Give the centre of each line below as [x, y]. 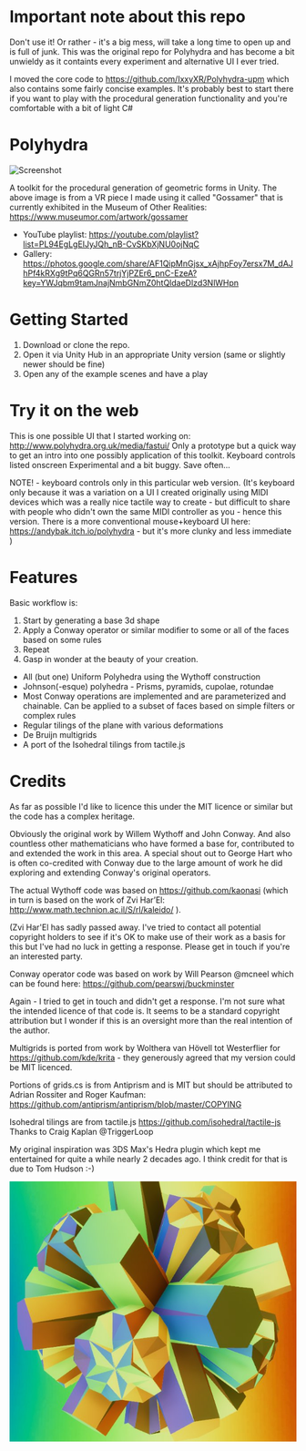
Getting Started [69, 320]
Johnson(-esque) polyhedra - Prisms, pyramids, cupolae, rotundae [148, 686]
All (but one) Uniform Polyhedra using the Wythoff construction [142, 677]
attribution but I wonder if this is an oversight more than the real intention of [151, 1020]
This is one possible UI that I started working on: [100, 435]
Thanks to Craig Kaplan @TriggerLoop [82, 1131]
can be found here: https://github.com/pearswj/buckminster [122, 983]
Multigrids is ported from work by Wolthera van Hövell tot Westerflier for [145, 1047]
